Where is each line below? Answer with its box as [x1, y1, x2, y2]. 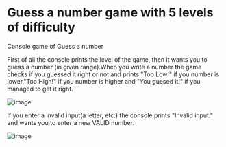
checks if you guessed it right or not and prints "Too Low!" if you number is [7, 70, 220, 78]
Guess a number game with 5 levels [7, 5, 214, 21]
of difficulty [7, 19, 75, 35]
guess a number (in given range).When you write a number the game [7, 63, 202, 71]
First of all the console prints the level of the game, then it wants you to [7, 55, 208, 63]
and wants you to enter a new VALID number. [7, 118, 135, 126]
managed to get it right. [7, 84, 73, 93]
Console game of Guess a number [7, 42, 104, 50]
